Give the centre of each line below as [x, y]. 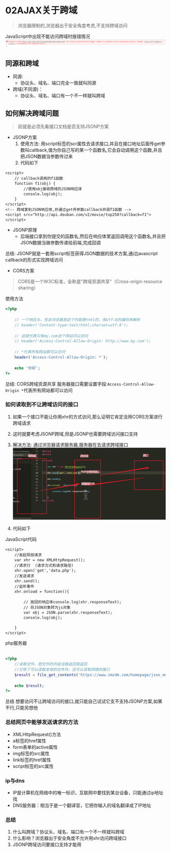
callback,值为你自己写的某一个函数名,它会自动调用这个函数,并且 [96, 150]
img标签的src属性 [31, 753]
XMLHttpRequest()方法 [37, 734]
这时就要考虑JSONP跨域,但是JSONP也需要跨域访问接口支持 [75, 434]
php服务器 [16, 643]
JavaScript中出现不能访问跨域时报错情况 [48, 36]
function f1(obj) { [35, 184]
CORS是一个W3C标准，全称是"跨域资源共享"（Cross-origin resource [90, 282]
